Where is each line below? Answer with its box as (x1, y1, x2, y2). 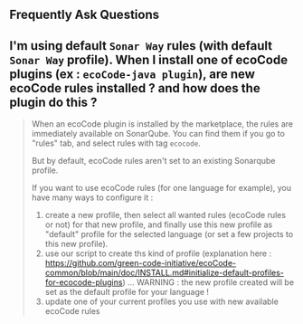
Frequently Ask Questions (9, 7, 160, 23)
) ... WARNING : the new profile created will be (121, 277, 295, 288)
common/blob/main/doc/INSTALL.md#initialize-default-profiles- (44, 267, 285, 279)
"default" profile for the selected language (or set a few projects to (44, 229, 294, 240)
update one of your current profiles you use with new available (44, 296, 279, 307)
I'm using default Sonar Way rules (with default (9, 38, 273, 53)
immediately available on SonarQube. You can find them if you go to (31, 129, 285, 139)
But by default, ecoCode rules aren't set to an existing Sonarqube (31, 156, 276, 167)
